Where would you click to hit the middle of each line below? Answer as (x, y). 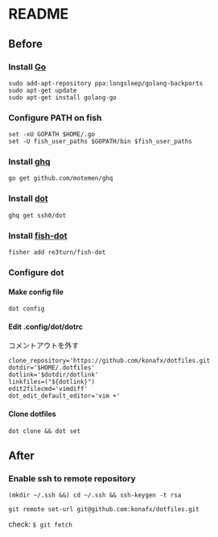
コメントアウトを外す (43, 346)
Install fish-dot (38, 235)
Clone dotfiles (32, 414)
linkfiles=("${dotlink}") (51, 382)
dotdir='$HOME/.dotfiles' (51, 368)
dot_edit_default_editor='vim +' (64, 396)
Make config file (36, 292)
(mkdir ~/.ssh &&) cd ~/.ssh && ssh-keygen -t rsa (95, 495)
